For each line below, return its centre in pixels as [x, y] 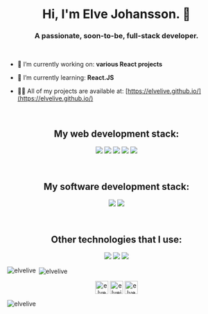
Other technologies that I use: [116, 239]
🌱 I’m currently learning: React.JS [66, 78]
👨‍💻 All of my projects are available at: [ [72, 91]
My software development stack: [116, 186]
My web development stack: [116, 133]
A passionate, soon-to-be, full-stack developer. [116, 36]
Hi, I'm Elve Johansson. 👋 [116, 14]
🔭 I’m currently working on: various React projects [90, 64]
